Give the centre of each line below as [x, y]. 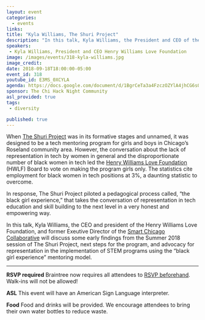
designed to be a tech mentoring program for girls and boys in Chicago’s [98, 143]
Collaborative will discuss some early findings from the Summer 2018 [93, 238]
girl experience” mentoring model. [49, 257]
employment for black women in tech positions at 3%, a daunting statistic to [102, 176]
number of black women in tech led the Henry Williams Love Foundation [97, 163]
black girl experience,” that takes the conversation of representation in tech [101, 200]
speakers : [19, 46]
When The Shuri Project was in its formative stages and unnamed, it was [98, 137]
